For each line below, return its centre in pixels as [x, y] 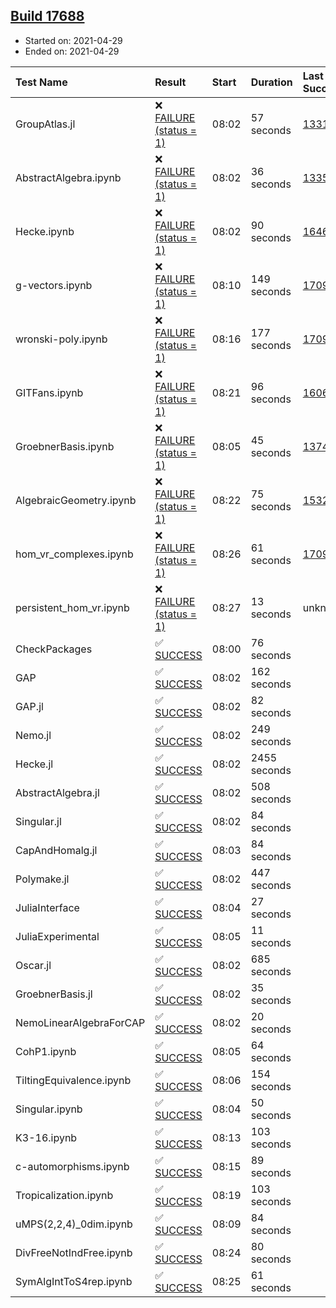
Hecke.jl [34, 764]
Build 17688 [47, 16]
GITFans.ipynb [49, 392]
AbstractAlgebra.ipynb [68, 177]
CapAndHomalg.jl [56, 850]
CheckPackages [54, 649]
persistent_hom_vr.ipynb [72, 607]
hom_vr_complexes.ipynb [74, 554]
